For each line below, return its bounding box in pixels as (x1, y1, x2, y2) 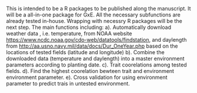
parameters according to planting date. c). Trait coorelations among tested (6, 61, 187, 68)
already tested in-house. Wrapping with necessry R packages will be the (6, 18, 183, 24)
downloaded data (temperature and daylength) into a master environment (6, 55, 185, 62)
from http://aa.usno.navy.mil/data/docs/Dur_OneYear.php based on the (6, 42, 178, 49)
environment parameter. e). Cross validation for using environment (6, 74, 168, 81)
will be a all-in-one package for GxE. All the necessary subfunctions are (6, 11, 181, 18)
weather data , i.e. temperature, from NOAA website (6, 30, 133, 37)
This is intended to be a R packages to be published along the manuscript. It (6, 5, 191, 12)
